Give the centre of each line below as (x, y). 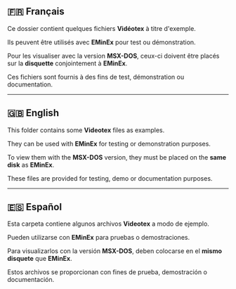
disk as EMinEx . (31, 165)
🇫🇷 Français (36, 12)
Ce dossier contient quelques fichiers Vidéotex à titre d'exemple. (102, 28)
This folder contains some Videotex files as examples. (86, 130)
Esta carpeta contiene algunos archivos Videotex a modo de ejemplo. (108, 224)
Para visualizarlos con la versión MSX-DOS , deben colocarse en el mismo (115, 251)
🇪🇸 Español (34, 207)
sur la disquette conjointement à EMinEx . (67, 63)
